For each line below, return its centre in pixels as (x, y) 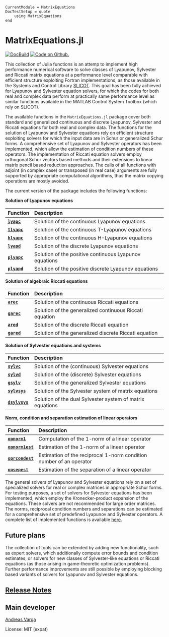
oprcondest (21, 458)
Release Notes (28, 590)
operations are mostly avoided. (37, 181)
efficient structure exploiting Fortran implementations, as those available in (82, 80)
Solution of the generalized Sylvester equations (90, 383)
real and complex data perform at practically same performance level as (80, 96)
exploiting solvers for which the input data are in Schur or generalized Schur (84, 138)
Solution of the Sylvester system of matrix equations (96, 391)
